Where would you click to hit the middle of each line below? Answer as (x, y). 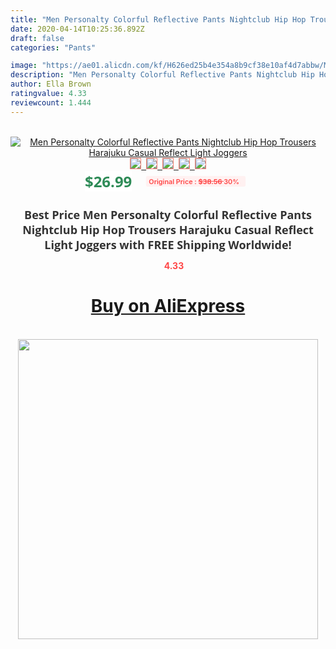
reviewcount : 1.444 (51, 102)
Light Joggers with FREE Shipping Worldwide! (168, 244)
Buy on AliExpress (168, 306)
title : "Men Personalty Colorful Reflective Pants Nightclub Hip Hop (158, 19)
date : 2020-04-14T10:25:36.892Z (77, 29)
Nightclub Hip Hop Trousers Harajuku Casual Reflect (168, 229)
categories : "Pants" (53, 47)
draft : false (37, 38)
